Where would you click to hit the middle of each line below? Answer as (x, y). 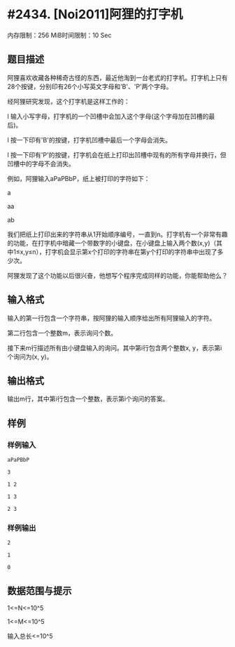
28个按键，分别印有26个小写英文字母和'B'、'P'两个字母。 (90, 86)
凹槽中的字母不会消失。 (41, 164)
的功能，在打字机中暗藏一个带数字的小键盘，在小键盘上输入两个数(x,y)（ (112, 243)
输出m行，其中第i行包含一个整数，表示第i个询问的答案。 (88, 399)
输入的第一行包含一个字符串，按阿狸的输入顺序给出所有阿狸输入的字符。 (111, 318)
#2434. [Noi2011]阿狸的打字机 (95, 14)
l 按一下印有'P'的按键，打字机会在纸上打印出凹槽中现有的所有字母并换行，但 (117, 154)
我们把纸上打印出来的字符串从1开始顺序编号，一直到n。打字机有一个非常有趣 (117, 234)
